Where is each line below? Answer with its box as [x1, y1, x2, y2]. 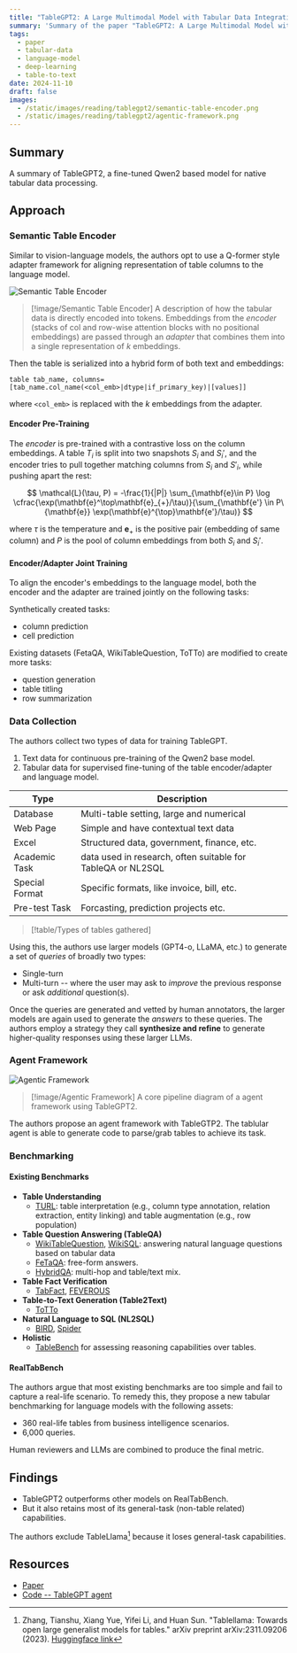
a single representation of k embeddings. [30, 340, 181, 351]
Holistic [21, 1332, 51, 1343]
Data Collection [9, 715, 77, 727]
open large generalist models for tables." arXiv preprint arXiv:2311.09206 [21, 1625, 287, 1635]
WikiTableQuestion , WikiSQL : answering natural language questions [34, 1238, 283, 1249]
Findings [9, 1470, 59, 1485]
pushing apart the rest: [9, 470, 93, 481]
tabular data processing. [9, 177, 98, 188]
